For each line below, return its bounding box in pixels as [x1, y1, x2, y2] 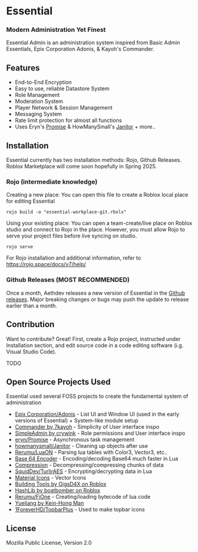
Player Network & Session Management [14, 104, 113, 111]
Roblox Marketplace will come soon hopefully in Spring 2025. [6, 163, 157, 170]
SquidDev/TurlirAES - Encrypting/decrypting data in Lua [14, 468, 152, 475]
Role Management [14, 92, 60, 99]
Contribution [6, 319, 55, 330]
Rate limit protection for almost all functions [14, 117, 122, 124]
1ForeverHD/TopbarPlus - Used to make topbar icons [14, 506, 145, 513]
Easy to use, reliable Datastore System [14, 85, 110, 92]
